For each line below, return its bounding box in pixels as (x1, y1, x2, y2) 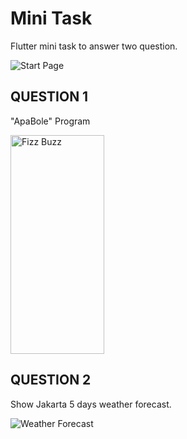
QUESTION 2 (10, 372, 92, 389)
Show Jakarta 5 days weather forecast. (10, 398, 172, 410)
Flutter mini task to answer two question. (10, 40, 178, 52)
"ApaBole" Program (10, 115, 91, 127)
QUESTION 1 (10, 88, 89, 106)
